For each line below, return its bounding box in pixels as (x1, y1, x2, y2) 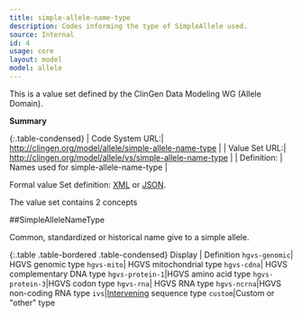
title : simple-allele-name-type (9, 13, 131, 23)
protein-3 (9, 279, 47, 289)
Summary (9, 115, 47, 126)
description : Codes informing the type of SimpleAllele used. (9, 22, 248, 31)
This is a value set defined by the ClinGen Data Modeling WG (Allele (9, 88, 261, 99)
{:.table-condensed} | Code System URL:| (9, 133, 164, 144)
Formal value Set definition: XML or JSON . (9, 179, 167, 190)
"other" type (9, 297, 56, 308)
